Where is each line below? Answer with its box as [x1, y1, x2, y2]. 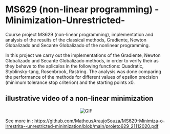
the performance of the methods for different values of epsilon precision [5, 74, 158, 80]
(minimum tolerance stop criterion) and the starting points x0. [5, 79, 135, 85]
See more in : [5, 118, 33, 124]
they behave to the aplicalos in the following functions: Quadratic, [5, 63, 144, 69]
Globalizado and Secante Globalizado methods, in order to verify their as [5, 57, 159, 63]
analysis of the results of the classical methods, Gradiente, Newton [5, 37, 147, 43]
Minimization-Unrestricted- [5, 14, 125, 26]
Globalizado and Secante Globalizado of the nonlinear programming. [5, 42, 150, 48]
